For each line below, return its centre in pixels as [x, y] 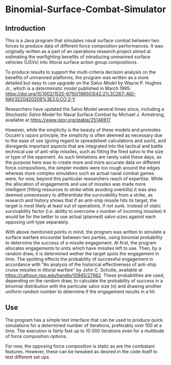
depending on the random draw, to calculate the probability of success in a [84, 281]
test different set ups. [28, 357]
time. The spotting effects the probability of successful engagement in [79, 259]
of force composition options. [36, 336]
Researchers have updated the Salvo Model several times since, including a [85, 109]
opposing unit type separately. [37, 222]
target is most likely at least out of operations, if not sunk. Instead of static [83, 206]
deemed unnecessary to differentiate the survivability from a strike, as [79, 195]
